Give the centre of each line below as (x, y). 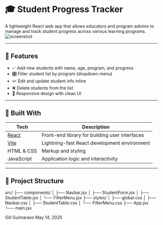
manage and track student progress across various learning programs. (76, 31)
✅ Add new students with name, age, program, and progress (73, 68)
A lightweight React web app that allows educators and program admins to (80, 26)
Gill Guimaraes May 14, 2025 (33, 217)
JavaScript (20, 159)
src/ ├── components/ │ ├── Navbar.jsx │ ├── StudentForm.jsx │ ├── (77, 193)
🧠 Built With (23, 113)
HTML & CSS (22, 151)
